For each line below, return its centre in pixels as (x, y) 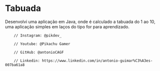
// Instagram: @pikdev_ (38, 35)
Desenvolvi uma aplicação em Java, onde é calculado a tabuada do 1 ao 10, (80, 22)
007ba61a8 (15, 65)
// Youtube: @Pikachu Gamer (42, 44)
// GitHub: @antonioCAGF (39, 52)
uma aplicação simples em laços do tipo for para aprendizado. (67, 26)
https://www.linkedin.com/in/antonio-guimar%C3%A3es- (97, 60)
